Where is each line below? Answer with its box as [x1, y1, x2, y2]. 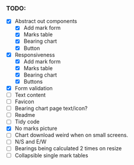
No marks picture [14, 125, 58, 132]
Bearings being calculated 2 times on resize [14, 145, 122, 152]
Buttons [23, 78, 43, 85]
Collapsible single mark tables [14, 151, 88, 158]
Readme [14, 112, 36, 119]
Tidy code [14, 118, 40, 125]
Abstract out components [14, 18, 77, 25]
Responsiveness [14, 51, 55, 58]
